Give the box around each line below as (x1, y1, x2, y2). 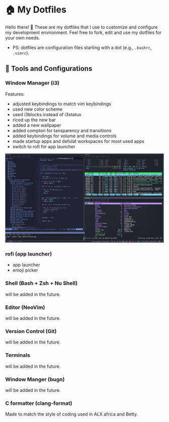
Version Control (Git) (5, 327, 57, 334)
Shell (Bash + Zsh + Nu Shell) (5, 280, 78, 287)
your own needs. (5, 35, 40, 41)
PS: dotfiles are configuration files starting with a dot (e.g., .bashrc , (12, 44, 152, 50)
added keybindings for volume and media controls (12, 133, 117, 139)
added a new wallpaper (12, 122, 61, 128)
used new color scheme (12, 106, 63, 112)
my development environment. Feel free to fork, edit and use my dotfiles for (5, 29, 162, 35)
